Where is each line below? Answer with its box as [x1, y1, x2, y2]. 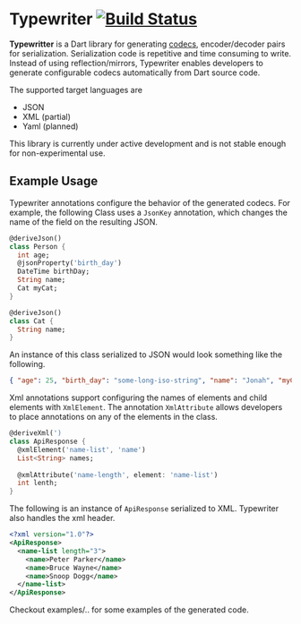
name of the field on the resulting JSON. [9, 216, 159, 227]
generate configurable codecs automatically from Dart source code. [9, 67, 261, 78]
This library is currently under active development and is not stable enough [9, 138, 287, 149]
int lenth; [17, 479, 58, 488]
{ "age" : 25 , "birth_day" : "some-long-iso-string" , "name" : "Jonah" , [9, 376, 275, 385]
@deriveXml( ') [9, 429, 63, 438]
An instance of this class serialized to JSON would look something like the [9, 349, 283, 360]
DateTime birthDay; [17, 267, 90, 277]
